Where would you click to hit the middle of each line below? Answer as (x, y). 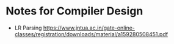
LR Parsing (28, 28)
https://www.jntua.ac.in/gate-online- (89, 28)
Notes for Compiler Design (74, 11)
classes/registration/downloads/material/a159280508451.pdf (91, 34)
